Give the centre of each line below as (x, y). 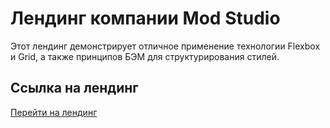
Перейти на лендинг (54, 112)
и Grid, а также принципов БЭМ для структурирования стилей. (145, 56)
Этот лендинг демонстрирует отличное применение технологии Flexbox (165, 46)
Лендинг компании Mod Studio (145, 18)
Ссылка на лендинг (74, 88)
